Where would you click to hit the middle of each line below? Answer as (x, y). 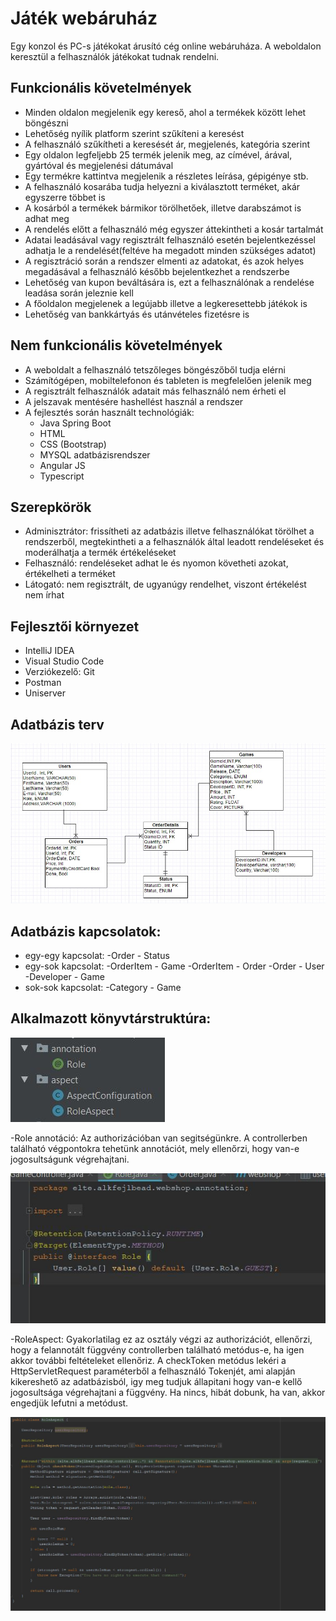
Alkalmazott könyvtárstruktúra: (111, 1018)
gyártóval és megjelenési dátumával (99, 165)
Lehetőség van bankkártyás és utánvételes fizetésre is (137, 314)
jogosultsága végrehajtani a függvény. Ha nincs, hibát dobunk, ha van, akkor (168, 1392)
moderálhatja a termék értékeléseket (100, 553)
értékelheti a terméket (70, 574)
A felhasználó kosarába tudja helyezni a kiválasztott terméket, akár (162, 186)
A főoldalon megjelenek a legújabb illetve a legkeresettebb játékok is (166, 303)
